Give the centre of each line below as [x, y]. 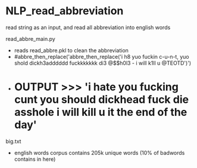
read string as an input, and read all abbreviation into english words [88, 27]
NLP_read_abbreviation [65, 11]
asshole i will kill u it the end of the [101, 112]
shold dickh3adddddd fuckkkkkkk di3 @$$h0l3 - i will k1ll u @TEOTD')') [103, 63]
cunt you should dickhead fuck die [101, 100]
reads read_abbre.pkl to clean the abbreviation [71, 50]
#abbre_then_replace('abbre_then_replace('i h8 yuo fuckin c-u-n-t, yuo [101, 56]
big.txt [13, 141]
